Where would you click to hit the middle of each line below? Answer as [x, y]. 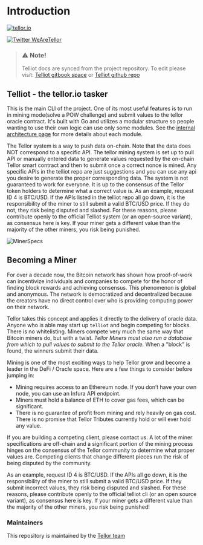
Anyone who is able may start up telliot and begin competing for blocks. [99, 325]
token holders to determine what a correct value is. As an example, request [100, 191]
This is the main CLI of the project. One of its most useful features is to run [100, 109]
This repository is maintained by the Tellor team [66, 536]
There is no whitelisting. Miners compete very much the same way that [95, 331]
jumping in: [21, 375]
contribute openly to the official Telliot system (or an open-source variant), [100, 217]
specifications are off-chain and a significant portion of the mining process [100, 443]
